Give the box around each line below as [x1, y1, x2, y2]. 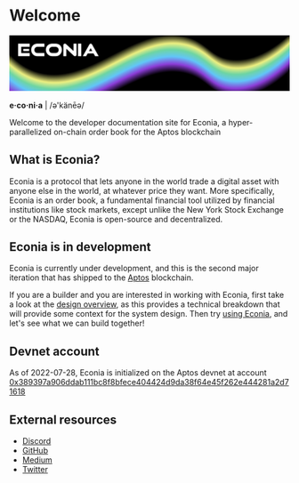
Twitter [21, 464, 49, 475]
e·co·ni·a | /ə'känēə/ [9, 100, 85, 110]
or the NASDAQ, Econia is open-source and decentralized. [9, 213, 223, 224]
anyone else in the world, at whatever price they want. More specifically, [9, 185, 275, 196]
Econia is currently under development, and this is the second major [9, 263, 260, 274]
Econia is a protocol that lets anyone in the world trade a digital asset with [9, 175, 279, 187]
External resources [9, 412, 117, 427]
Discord [21, 436, 52, 447]
